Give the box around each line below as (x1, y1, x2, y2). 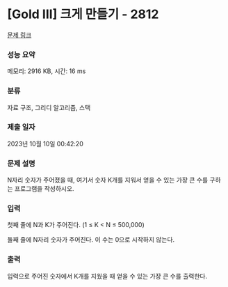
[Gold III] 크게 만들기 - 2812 (7, 6, 159, 22)
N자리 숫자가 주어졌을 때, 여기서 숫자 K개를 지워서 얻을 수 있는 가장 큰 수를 (7, 176, 209, 185)
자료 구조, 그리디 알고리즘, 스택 (7, 103, 91, 111)
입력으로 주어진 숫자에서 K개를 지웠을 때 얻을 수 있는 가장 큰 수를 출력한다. (7, 272, 207, 280)
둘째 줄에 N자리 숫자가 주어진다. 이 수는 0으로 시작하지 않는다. (7, 235, 175, 244)
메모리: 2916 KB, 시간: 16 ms (7, 67, 86, 75)
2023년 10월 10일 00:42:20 (7, 139, 83, 148)
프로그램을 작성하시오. (14, 185, 74, 193)
